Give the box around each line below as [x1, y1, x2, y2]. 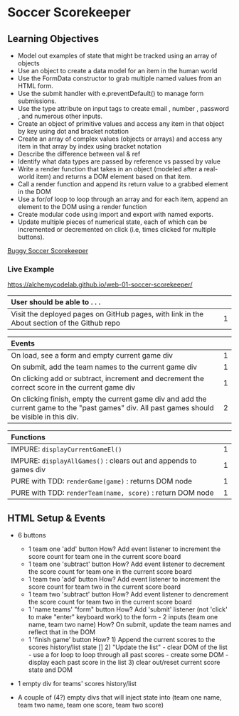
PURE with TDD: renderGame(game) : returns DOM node [11, 476, 193, 486]
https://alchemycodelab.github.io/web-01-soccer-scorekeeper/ [7, 280, 193, 289]
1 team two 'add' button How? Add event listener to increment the [28, 575, 221, 584]
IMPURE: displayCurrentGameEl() [11, 444, 122, 454]
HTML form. [17, 82, 53, 90]
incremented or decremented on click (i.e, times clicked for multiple [17, 225, 216, 233]
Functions [11, 432, 46, 442]
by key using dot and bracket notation [17, 127, 129, 135]
